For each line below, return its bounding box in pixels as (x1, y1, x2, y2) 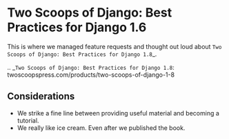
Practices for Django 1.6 (7, 19, 147, 35)
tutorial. (17, 116, 39, 124)
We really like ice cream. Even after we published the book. (17, 123, 186, 132)
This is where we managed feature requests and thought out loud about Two (7, 42, 222, 50)
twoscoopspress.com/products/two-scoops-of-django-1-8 (7, 71, 175, 79)
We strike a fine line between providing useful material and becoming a (17, 109, 219, 117)
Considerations (7, 91, 75, 102)
